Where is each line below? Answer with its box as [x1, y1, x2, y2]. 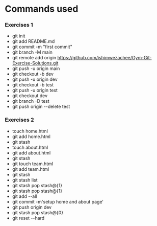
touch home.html [12, 128, 48, 134]
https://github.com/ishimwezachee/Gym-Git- [57, 55, 152, 61]
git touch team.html [12, 161, 54, 167]
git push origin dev [12, 204, 52, 210]
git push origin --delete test [12, 103, 70, 110]
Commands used [5, 3, 78, 15]
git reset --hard [12, 215, 45, 221]
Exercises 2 [5, 116, 34, 123]
